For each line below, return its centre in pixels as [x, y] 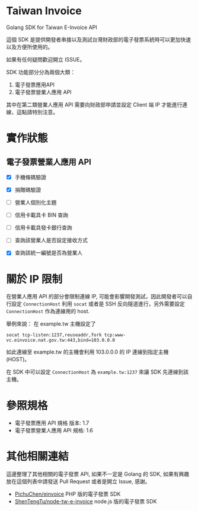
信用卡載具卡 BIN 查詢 [41, 215]
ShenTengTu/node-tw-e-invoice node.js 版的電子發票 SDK [86, 502]
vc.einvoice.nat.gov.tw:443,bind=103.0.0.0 [61, 340]
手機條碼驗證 [30, 177]
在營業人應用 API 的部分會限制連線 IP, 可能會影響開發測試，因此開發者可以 [97, 297]
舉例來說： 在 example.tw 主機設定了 [51, 324]
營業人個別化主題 [36, 203]
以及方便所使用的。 [30, 47]
